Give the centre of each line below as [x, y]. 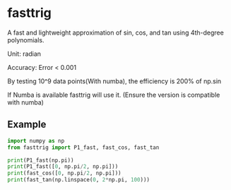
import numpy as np [36, 141]
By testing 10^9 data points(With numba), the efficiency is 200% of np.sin [114, 81]
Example [27, 125]
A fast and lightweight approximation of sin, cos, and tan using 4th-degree [115, 32]
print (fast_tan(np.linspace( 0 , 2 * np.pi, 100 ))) [79, 180]
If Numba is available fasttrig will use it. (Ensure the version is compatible [114, 95]
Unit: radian [24, 54]
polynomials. [26, 40]
